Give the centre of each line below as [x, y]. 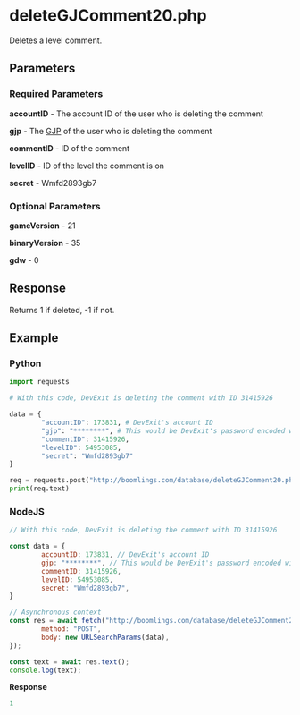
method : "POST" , [71, 629]
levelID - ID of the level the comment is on [87, 166]
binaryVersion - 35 [45, 243]
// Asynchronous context [55, 613]
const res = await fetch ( [57, 621]
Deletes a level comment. [56, 40]
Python [25, 363]
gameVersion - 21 [42, 226]
